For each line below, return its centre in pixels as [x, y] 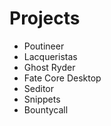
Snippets [42, 99]
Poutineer [44, 46]
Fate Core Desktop [62, 78]
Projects [45, 18]
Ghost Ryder [49, 67]
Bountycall [46, 109]
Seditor [39, 88]
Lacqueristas [50, 56]
